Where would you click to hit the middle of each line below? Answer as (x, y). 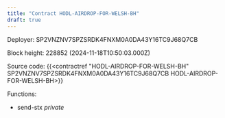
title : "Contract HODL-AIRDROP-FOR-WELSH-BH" (73, 13)
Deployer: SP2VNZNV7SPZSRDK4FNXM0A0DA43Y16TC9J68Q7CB (103, 39)
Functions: (22, 94)
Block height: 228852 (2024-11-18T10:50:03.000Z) (79, 53)
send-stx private (40, 107)
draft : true (24, 20)
